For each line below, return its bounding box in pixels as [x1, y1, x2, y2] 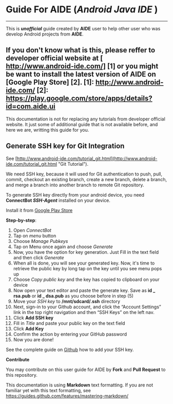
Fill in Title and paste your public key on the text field [13, 320, 125, 326]
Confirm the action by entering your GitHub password [13, 331, 127, 337]
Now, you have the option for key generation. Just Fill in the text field [13, 249, 159, 255]
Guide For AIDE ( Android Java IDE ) [6, 4, 158, 15]
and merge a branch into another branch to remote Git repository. [6, 182, 144, 188]
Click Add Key [13, 325, 44, 331]
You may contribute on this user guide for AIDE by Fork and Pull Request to [6, 366, 166, 373]
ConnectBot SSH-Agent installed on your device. [6, 197, 111, 203]
